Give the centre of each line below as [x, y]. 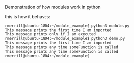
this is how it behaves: [28, 16]
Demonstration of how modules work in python [53, 7]
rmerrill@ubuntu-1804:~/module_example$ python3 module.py [67, 26]
